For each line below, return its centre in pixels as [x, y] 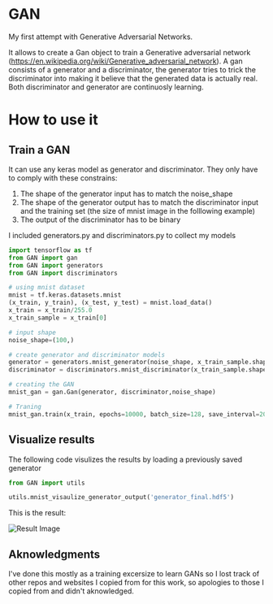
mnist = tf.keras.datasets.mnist [65, 295]
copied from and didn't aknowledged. [71, 591]
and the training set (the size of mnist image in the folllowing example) [138, 211]
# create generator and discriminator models [87, 354]
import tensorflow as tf [50, 250]
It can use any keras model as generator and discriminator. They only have [133, 169]
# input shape [32, 332]
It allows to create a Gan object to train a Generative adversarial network [130, 52]
